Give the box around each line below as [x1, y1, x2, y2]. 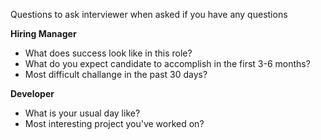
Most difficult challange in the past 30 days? [24, 69, 208, 80]
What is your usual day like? [24, 107, 141, 119]
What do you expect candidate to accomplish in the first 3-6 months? [24, 58, 311, 69]
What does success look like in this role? [24, 47, 193, 59]
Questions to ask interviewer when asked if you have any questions [10, 9, 288, 20]
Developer [10, 88, 55, 99]
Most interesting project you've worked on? [24, 118, 205, 129]
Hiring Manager [10, 28, 77, 39]
